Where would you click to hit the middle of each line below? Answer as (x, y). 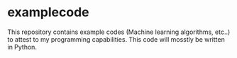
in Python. (22, 47)
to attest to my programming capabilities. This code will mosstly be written (116, 39)
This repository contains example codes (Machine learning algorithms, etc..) (119, 32)
